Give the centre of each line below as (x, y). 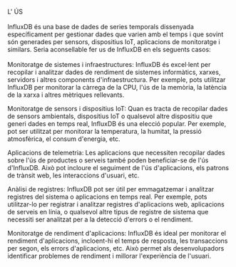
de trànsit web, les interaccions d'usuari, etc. (73, 175)
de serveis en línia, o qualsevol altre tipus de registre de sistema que (108, 212)
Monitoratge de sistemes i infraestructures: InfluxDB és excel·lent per (109, 64)
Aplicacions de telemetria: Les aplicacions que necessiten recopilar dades (116, 153)
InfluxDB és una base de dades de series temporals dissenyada (101, 27)
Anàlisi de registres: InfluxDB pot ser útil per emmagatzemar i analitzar (111, 189)
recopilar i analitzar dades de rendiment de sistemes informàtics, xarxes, (114, 72)
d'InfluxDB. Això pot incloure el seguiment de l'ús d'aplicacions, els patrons (118, 168)
